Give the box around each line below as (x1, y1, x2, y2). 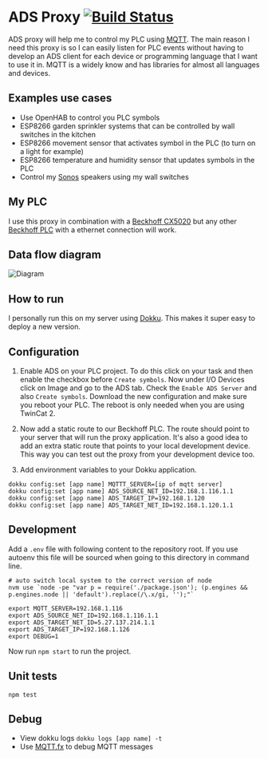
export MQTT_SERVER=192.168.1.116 (8, 604, 124, 612)
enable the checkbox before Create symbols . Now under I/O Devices (19, 375, 245, 384)
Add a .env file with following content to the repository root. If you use (8, 544, 238, 554)
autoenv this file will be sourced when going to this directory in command (8, 552, 250, 562)
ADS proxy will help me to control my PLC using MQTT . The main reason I (8, 34, 250, 44)
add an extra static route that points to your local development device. (19, 441, 250, 450)
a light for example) (19, 146, 84, 156)
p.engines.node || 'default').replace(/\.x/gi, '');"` (8, 591, 195, 599)
